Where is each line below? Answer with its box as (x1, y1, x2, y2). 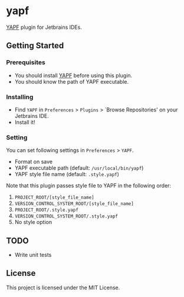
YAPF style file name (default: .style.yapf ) (14, 171, 120, 178)
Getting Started (6, 41, 64, 51)
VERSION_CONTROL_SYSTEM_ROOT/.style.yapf (14, 213, 118, 219)
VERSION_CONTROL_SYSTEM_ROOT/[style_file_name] (14, 201, 134, 207)
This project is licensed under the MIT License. (6, 284, 120, 291)
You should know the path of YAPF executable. (14, 78, 129, 85)
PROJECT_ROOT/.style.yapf (14, 207, 78, 213)
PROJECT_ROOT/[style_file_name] (14, 194, 94, 201)
